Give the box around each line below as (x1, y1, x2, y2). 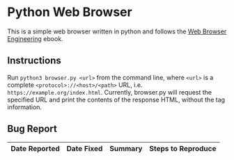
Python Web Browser (7, 4, 132, 20)
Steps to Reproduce (149, 143, 217, 153)
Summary (109, 143, 143, 153)
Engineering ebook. (7, 34, 64, 42)
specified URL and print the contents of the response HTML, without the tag (7, 95, 225, 104)
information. (7, 102, 42, 111)
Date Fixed (66, 143, 103, 153)
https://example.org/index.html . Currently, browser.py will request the (7, 88, 212, 96)
